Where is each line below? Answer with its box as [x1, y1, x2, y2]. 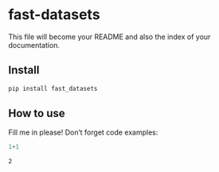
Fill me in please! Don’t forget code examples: [8, 127, 158, 137]
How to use [8, 107, 65, 120]
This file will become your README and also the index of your [8, 32, 211, 41]
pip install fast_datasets [8, 84, 98, 92]
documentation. [8, 40, 61, 49]
